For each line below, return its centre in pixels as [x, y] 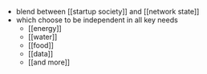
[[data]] [41, 54]
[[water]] [43, 37]
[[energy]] [45, 28]
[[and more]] [49, 62]
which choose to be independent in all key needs [97, 20]
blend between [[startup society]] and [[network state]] [108, 12]
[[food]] [41, 45]
